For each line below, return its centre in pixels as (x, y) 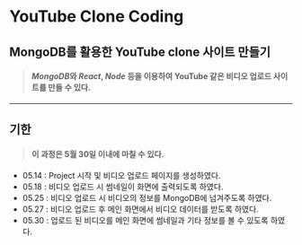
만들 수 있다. (70, 88)
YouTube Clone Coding (97, 17)
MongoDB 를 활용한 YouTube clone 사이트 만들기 (140, 52)
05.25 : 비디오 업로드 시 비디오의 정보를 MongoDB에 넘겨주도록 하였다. (147, 198)
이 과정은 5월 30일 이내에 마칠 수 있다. (98, 153)
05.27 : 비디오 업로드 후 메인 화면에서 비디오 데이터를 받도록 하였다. (140, 209)
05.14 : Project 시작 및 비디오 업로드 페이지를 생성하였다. (122, 176)
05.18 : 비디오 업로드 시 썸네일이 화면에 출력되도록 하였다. (123, 187)
